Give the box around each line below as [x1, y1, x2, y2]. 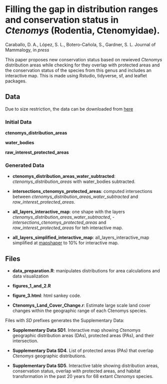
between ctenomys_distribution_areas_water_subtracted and [12, 194, 138, 200]
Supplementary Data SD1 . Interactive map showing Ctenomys [12, 327, 141, 333]
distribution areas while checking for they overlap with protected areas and [5, 62, 160, 68]
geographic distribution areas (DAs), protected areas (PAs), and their [12, 333, 154, 339]
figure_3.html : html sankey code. [12, 293, 81, 299]
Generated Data [5, 162, 44, 169]
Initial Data [5, 118, 32, 125]
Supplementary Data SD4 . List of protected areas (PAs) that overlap [12, 348, 154, 354]
